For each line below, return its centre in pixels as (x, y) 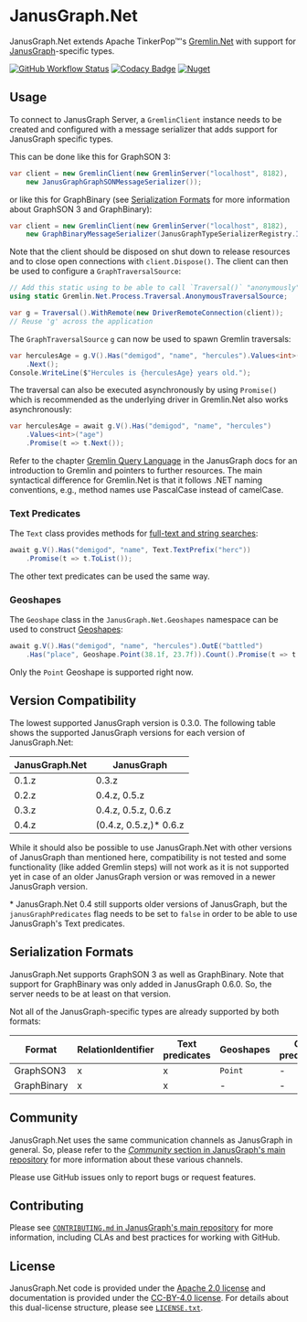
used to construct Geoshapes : (66, 629)
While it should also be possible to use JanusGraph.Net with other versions (151, 848)
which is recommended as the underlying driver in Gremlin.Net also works (149, 400)
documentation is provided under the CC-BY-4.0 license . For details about (149, 1298)
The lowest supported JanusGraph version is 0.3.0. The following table (143, 722)
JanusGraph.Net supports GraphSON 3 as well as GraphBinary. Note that (147, 974)
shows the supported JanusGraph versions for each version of (127, 732)
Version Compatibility (73, 701)
